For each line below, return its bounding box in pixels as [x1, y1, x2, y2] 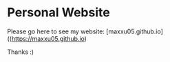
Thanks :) [7, 48, 34, 56]
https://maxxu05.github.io [11, 34, 85, 42]
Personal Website [7, 5, 110, 20]
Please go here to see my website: [7, 27, 105, 35]
